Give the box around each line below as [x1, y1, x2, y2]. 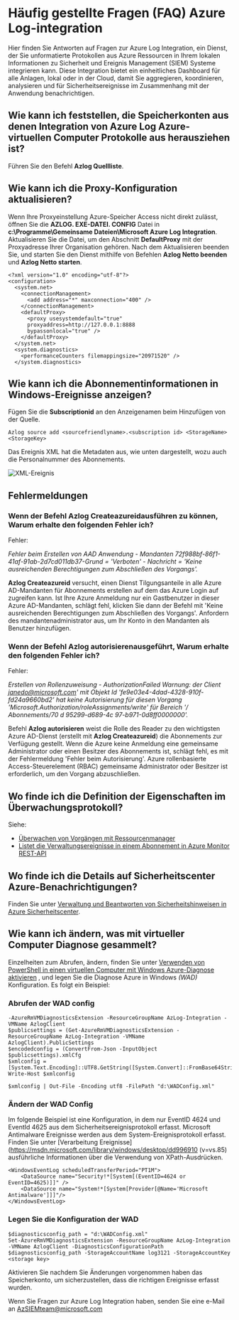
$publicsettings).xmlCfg [8, 1052, 82, 1059]
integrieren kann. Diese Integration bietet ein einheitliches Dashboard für [8, 66, 221, 75]
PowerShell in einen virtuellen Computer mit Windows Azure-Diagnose [8, 965, 215, 974]
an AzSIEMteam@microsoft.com [8, 1304, 103, 1313]
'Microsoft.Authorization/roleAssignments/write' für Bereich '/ [8, 703, 189, 712]
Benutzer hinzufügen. [8, 624, 72, 633]
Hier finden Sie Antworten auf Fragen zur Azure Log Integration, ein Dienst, [8, 43, 228, 52]
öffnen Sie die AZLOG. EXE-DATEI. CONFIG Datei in [8, 220, 160, 228]
